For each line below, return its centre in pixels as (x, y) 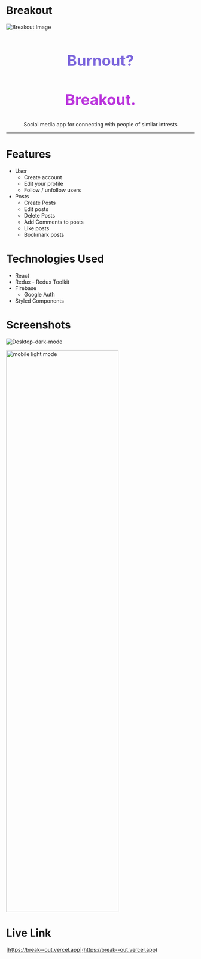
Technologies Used (55, 259)
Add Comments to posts (54, 222)
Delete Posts (39, 216)
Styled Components (39, 301)
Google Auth (39, 295)
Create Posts (40, 203)
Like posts (36, 228)
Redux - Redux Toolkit (42, 282)
